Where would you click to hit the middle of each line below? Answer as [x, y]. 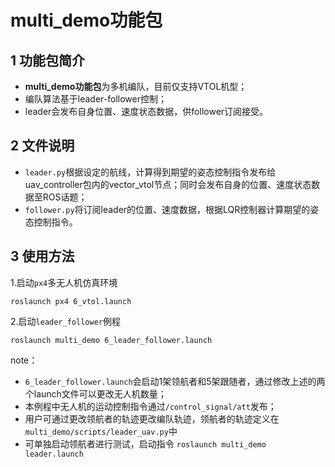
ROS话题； [65, 197]
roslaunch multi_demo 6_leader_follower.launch [111, 340]
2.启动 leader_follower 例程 [65, 321]
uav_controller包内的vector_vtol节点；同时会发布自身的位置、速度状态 [168, 184]
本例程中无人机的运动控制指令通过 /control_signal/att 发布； [150, 406]
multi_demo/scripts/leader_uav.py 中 [101, 431]
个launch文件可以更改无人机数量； [95, 393]
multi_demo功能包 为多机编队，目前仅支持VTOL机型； [136, 86]
